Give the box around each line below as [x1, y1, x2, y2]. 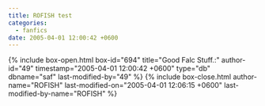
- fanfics [15, 26, 47, 34]
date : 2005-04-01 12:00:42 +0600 [8, 33, 119, 42]
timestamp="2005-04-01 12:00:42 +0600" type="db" [35, 64, 211, 74]
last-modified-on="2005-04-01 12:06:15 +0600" [64, 81, 223, 90]
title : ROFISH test [8, 11, 73, 20]
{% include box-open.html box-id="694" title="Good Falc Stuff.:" [8, 55, 220, 65]
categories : [8, 19, 47, 27]
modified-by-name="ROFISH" [8, 89, 106, 99]
